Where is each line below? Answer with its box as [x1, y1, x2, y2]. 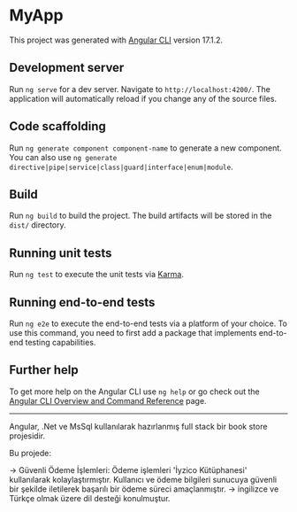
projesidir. [9, 431, 46, 441]
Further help [9, 362, 80, 377]
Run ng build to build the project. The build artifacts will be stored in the [9, 210, 272, 221]
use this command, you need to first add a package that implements [9, 328, 257, 337]
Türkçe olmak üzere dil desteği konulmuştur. [9, 493, 171, 503]
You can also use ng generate [9, 151, 118, 162]
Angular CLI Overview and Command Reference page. [9, 395, 207, 406]
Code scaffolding [9, 119, 106, 134]
